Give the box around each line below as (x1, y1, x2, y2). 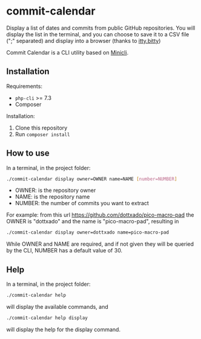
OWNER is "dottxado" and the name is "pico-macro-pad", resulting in (6, 218, 179, 225)
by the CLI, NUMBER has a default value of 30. (6, 247, 123, 254)
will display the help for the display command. (6, 326, 121, 333)
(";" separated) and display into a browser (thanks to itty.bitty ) (6, 37, 161, 44)
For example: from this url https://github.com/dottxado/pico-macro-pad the (6, 211, 195, 219)
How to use (6, 148, 50, 159)
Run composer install (15, 130, 70, 137)
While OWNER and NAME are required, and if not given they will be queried (6, 240, 194, 248)
